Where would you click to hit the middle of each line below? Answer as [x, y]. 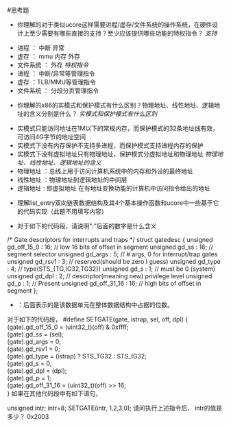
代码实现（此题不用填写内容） [65, 211]
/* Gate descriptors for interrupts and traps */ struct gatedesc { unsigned [110, 240]
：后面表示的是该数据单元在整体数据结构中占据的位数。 [95, 305]
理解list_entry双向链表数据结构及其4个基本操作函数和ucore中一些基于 [115, 203]
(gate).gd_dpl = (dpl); [37, 371]
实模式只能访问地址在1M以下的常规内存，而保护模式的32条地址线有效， [118, 128]
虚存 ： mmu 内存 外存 [49, 56]
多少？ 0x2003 [28, 416]
